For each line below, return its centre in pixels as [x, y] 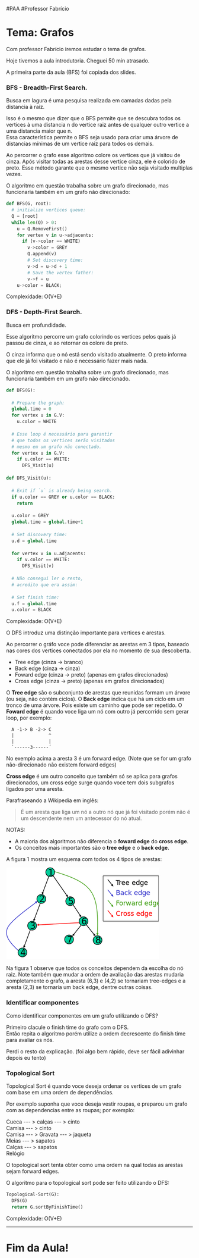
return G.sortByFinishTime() [47, 1207]
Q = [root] [25, 216]
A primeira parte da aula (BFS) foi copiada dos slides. [71, 72]
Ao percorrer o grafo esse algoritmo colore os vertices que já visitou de [93, 155]
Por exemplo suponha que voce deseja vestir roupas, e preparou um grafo [97, 1104]
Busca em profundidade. [36, 325]
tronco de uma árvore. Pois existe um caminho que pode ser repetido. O [94, 705]
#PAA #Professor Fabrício [38, 9]
